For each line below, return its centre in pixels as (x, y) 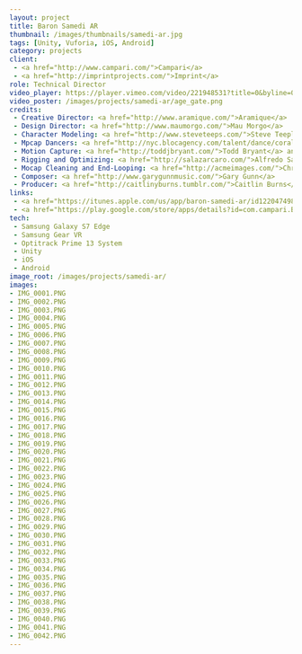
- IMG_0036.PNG (38, 586)
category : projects (46, 51)
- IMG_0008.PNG (38, 351)
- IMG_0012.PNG (38, 385)
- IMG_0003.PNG (38, 310)
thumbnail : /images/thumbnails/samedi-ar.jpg (96, 34)
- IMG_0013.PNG (38, 393)
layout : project (40, 18)
